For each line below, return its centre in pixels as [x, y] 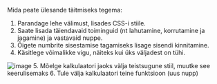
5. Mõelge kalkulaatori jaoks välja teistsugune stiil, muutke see [122, 66]
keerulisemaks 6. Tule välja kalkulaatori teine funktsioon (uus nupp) [103, 73]
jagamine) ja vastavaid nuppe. [60, 38]
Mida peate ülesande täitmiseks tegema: [65, 10]
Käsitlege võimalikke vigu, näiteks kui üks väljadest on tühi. [101, 52]
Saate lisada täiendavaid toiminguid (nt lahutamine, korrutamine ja [111, 31]
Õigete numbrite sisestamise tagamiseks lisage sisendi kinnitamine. [113, 45]
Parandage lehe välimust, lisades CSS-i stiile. [82, 23]
